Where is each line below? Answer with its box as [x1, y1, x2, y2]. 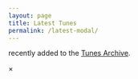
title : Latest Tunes [8, 19, 78, 27]
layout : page [8, 11, 52, 20]
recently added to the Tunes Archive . [8, 49, 131, 58]
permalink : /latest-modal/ [8, 26, 99, 34]
